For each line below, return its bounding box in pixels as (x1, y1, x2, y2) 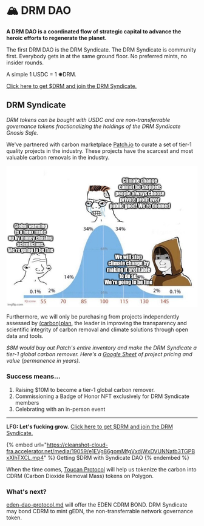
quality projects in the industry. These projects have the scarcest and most (6, 147, 193, 154)
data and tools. (6, 332, 44, 340)
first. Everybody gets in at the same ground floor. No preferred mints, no (6, 52, 187, 59)
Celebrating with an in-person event (15, 405, 106, 413)
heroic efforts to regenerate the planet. (6, 34, 107, 41)
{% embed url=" (6, 441, 47, 448)
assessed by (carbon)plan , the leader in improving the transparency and (6, 320, 187, 327)
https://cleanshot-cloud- (46, 441, 108, 448)
